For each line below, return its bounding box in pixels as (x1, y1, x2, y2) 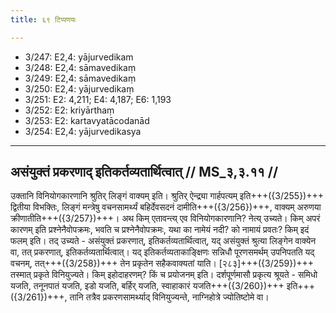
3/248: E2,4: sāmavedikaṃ (24, 61, 137, 73)
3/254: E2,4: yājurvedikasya (24, 125, 142, 137)
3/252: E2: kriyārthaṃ (24, 104, 115, 116)
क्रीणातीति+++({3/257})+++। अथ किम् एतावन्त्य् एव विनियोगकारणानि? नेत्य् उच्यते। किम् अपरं (10, 212, 321, 225)
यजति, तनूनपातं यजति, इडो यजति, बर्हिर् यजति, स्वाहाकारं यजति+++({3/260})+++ (10, 280, 285, 292)
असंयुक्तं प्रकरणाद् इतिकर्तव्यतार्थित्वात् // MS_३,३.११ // (10, 164, 279, 181)
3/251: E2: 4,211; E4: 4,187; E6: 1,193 (24, 93, 172, 105)
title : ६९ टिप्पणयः (10, 14, 77, 25)
